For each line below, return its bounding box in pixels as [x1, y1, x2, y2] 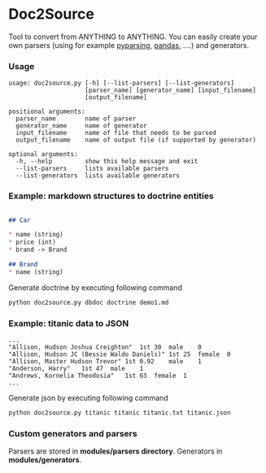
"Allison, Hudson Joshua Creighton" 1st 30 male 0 [8, 343, 202, 351]
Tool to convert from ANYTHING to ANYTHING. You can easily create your [8, 32, 258, 41]
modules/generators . [8, 455, 82, 465]
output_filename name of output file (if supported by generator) [15, 136, 256, 145]
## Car [8, 216, 31, 224]
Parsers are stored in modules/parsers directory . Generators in [8, 446, 223, 456]
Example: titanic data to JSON [8, 318, 129, 329]
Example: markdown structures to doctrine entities [8, 190, 214, 202]
